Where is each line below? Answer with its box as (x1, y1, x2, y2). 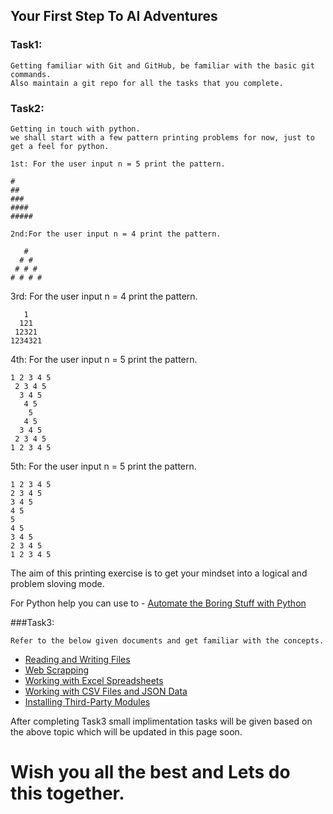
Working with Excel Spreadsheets (24, 674, 164, 686)
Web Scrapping (24, 664, 90, 676)
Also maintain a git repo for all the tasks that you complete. (10, 78, 284, 88)
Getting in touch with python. (10, 124, 141, 134)
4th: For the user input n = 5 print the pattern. (10, 353, 198, 365)
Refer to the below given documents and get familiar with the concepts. (10, 635, 325, 646)
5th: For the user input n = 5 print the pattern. (10, 460, 197, 472)
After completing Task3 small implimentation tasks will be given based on (10, 715, 313, 727)
